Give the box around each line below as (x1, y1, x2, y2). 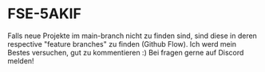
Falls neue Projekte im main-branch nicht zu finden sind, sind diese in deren (7, 31, 257, 40)
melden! (7, 56, 34, 66)
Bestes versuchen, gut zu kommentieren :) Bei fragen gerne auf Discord (7, 47, 244, 57)
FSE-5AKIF (7, 5, 81, 23)
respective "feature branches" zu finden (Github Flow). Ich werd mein (7, 39, 237, 48)
